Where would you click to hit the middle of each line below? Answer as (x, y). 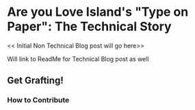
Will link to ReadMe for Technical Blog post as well (78, 58)
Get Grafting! (35, 81)
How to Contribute (38, 100)
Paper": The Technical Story (90, 26)
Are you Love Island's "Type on (98, 12)
